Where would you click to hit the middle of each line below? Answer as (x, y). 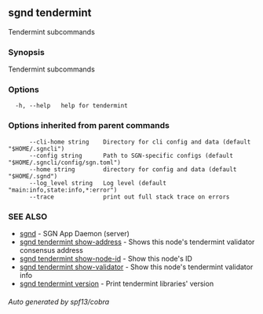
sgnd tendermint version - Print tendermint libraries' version (117, 283)
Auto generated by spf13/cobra (59, 301)
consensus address (51, 250)
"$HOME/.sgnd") (33, 176)
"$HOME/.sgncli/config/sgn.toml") (65, 162)
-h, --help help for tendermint (71, 106)
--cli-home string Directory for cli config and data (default (140, 142)
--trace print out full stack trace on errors (129, 197)
